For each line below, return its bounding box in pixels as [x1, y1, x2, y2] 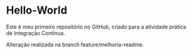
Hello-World [6, 4, 68, 17]
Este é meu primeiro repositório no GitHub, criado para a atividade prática [6, 23, 187, 30]
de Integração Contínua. [6, 29, 65, 36]
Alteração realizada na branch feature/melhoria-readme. [6, 41, 144, 48]
